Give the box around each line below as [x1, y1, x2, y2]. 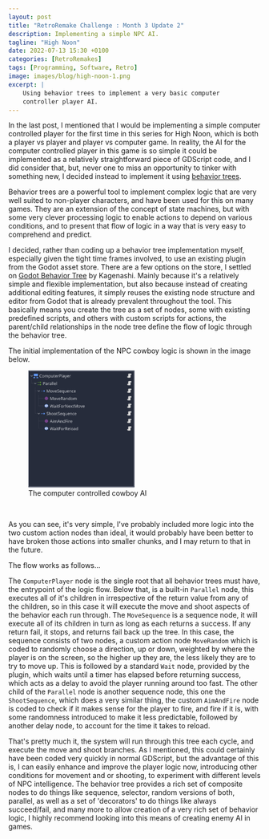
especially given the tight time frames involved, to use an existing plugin [8, 253, 247, 264]
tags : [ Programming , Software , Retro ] [8, 64, 138, 72]
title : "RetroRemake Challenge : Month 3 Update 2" [8, 21, 184, 30]
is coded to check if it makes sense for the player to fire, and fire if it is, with [8, 703, 259, 713]
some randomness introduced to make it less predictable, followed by [8, 712, 239, 722]
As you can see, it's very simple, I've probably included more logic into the [8, 519, 255, 529]
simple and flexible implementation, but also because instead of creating [8, 279, 248, 289]
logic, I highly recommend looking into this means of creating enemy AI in [8, 813, 251, 822]
